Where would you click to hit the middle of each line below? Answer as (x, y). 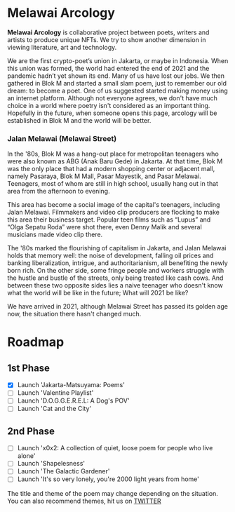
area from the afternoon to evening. (59, 191)
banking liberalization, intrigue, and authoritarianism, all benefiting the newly (117, 263)
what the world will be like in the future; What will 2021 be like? (98, 293)
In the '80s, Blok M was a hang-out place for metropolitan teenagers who (113, 154)
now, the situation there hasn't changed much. (74, 314)
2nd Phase (31, 431)
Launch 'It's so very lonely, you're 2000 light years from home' (108, 479)
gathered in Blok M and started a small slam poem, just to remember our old (117, 83)
